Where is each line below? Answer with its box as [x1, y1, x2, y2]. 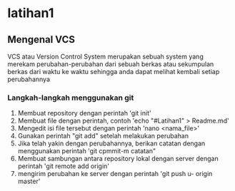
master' [17, 177, 41, 186]
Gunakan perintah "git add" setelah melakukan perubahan [17, 132, 189, 140]
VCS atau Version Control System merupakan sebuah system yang [7, 52, 204, 61]
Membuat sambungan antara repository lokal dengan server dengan [17, 155, 219, 163]
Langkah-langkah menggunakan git [7, 93, 134, 103]
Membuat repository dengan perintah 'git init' [17, 109, 151, 118]
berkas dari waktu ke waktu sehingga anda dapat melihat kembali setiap [7, 68, 220, 76]
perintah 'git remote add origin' [17, 162, 109, 170]
